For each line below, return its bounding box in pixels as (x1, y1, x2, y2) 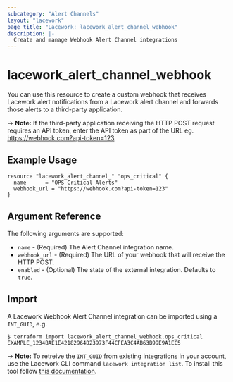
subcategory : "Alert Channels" (7, 10, 99, 18)
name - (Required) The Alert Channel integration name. (17, 242, 175, 251)
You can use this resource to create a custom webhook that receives (7, 90, 206, 99)
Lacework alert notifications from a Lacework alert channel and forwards (7, 98, 219, 106)
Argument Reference (7, 211, 101, 223)
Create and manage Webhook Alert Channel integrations (13, 37, 178, 44)
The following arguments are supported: (7, 229, 125, 238)
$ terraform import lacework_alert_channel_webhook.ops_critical (7, 333, 203, 340)
